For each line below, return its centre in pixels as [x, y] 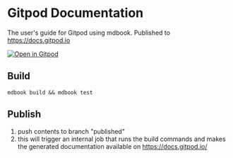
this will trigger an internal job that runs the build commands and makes [121, 139]
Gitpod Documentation [76, 13]
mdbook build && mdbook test [50, 92]
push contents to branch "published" [71, 131]
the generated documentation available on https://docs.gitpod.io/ [112, 146]
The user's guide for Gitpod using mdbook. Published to [89, 33]
